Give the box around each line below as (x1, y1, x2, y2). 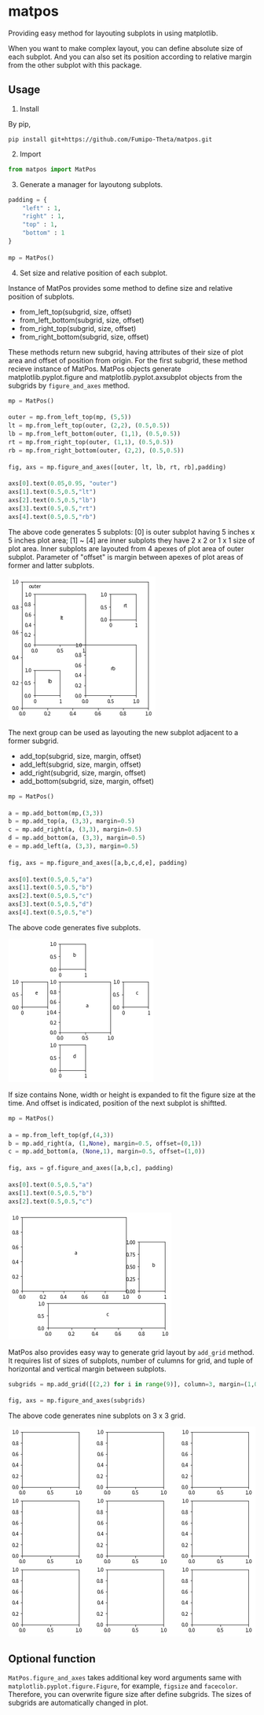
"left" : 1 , (22, 204, 61, 212)
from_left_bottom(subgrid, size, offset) (19, 315, 145, 325)
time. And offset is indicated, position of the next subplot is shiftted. (8, 1098, 227, 1107)
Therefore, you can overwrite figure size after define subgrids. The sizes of (8, 1689, 251, 1698)
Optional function (8, 1652, 96, 1665)
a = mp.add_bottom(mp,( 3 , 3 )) (8, 809, 104, 817)
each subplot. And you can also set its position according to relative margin (8, 52, 252, 61)
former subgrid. (8, 736, 59, 745)
